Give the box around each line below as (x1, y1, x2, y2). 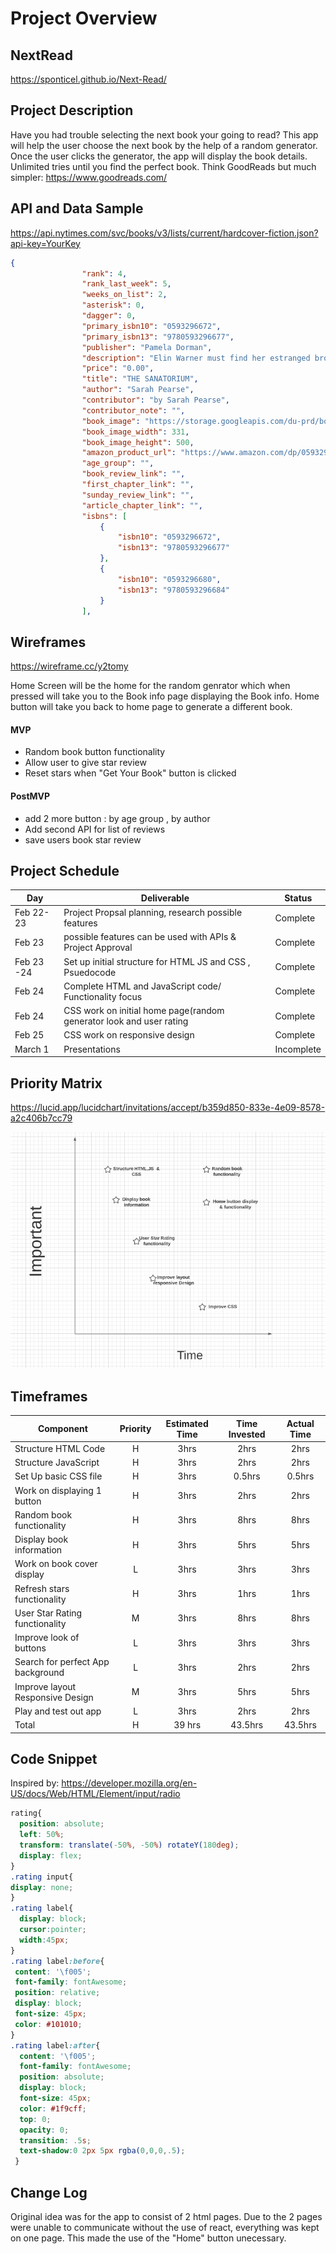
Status (284, 892, 313, 904)
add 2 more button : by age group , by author (24, 812, 211, 824)
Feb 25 (14, 1029, 45, 1041)
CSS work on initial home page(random (63, 1005, 225, 1017)
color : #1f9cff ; (19, 2103, 87, 2114)
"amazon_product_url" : (81, 448, 177, 458)
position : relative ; (14, 1988, 101, 1998)
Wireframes (10, 633, 87, 651)
